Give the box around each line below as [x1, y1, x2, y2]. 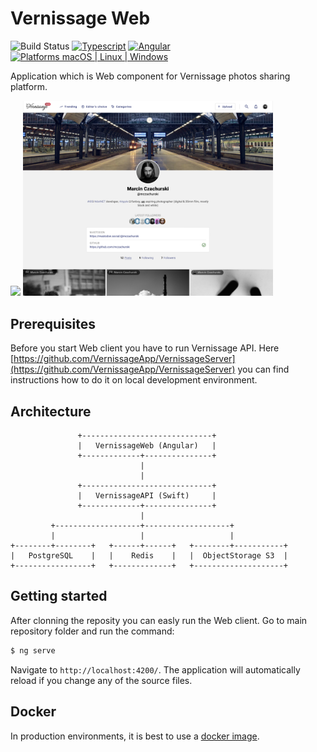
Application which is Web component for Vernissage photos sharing [10, 70, 291, 82]
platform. [10, 80, 48, 92]
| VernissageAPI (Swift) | [77, 491, 217, 501]
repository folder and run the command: [10, 625, 175, 637]
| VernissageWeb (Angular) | [77, 441, 217, 451]
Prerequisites [10, 315, 96, 332]
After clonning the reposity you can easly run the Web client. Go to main [10, 614, 308, 626]
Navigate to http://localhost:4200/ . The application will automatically [10, 663, 301, 676]
